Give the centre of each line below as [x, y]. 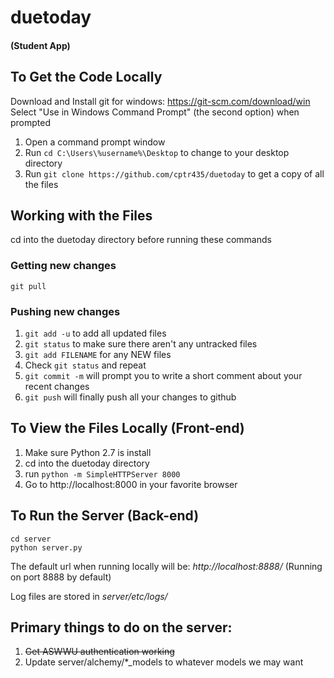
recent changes [57, 386]
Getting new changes [63, 266]
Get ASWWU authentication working [99, 652]
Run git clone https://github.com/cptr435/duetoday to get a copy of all [174, 173]
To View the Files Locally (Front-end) [127, 428]
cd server [31, 539]
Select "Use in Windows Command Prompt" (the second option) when [155, 112]
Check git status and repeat [85, 365]
